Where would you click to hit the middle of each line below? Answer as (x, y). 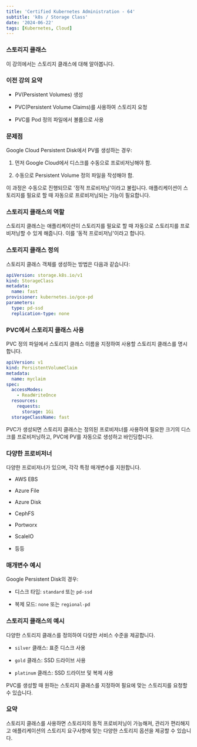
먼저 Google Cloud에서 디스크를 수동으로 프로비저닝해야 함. (83, 163)
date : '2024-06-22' (30, 22)
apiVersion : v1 (25, 363)
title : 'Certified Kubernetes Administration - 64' (71, 12)
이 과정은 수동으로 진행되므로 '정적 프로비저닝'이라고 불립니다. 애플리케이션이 (94, 188)
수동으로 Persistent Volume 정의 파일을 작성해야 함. (74, 175)
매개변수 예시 (24, 565)
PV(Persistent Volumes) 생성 (49, 94)
